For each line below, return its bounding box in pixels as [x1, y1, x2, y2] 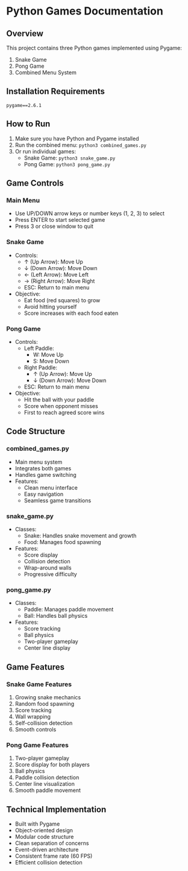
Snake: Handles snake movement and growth [23, 532, 137, 539]
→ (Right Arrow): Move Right [23, 277, 95, 285]
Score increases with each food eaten [23, 309, 119, 317]
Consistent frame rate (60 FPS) [14, 852, 93, 860]
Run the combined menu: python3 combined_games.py [14, 141, 146, 149]
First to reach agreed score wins [23, 409, 105, 416]
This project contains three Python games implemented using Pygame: [6, 44, 182, 51]
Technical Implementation [6, 804, 107, 814]
